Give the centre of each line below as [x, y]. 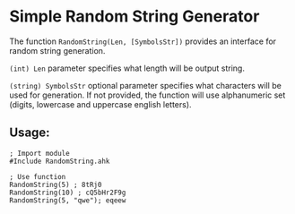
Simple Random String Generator [134, 17]
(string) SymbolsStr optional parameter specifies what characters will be [146, 85]
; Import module [39, 153]
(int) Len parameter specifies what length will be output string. [127, 68]
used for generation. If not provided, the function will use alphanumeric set [147, 95]
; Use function [38, 176]
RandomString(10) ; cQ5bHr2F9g [68, 193]
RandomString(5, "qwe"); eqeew [68, 200]
